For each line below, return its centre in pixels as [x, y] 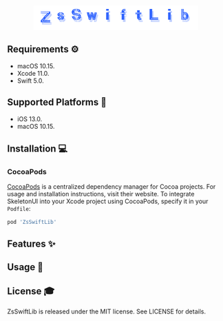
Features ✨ [31, 244]
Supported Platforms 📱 [57, 102]
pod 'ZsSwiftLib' [32, 222]
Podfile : [19, 209]
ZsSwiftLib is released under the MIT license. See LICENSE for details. [107, 311]
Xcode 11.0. [33, 73]
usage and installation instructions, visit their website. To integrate [101, 194]
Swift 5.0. [30, 81]
